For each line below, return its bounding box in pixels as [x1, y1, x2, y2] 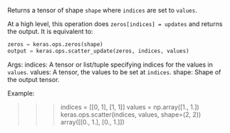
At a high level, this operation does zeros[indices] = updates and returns [7, 20, 223, 28]
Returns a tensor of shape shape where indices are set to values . [7, 6, 197, 14]
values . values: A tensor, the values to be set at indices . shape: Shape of [7, 67, 221, 76]
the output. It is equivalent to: [7, 28, 94, 35]
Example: [7, 88, 35, 98]
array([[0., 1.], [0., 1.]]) [60, 117, 125, 126]
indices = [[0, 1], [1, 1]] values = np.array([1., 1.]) [60, 103, 199, 111]
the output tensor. [7, 75, 60, 83]
